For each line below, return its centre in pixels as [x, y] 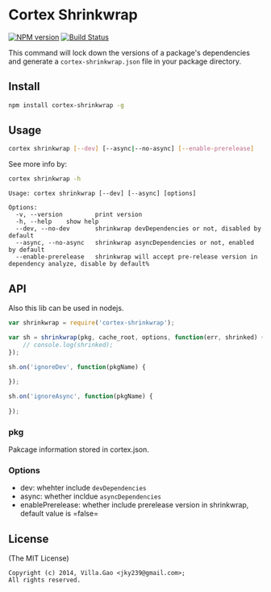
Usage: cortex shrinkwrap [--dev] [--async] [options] [102, 194]
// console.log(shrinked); [68, 345]
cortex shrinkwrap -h [45, 179]
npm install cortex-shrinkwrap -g [67, 105]
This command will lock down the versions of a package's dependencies [129, 52]
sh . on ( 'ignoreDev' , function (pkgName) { [77, 367]
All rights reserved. [45, 580]
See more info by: [38, 164]
